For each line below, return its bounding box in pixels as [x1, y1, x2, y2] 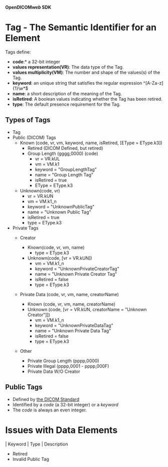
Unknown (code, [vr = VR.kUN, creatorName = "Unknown [27, 306, 147, 312]
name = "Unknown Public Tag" [27, 209, 91, 215]
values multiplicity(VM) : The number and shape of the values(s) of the [12, 69, 160, 75]
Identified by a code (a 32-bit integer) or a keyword [12, 401, 119, 407]
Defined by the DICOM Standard [12, 396, 79, 402]
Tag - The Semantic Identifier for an [5, 22, 157, 33]
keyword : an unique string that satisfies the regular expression [12, 80, 142, 86]
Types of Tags [5, 116, 51, 124]
